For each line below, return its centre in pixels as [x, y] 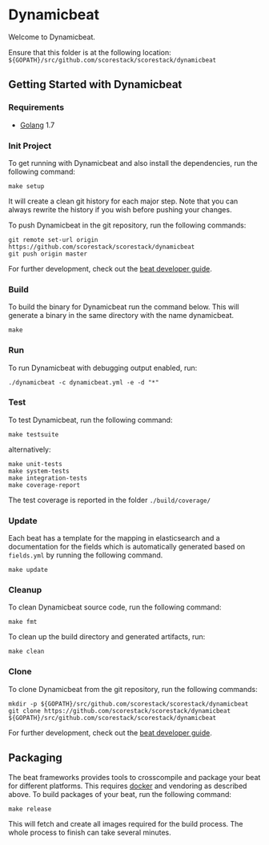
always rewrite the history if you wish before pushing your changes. [120, 209]
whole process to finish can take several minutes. [90, 832]
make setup [26, 186]
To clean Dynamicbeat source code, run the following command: [115, 607]
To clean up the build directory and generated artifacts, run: [107, 637]
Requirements [36, 107]
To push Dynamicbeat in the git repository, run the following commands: [127, 225]
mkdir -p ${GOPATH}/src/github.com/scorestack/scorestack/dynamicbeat [128, 704]
